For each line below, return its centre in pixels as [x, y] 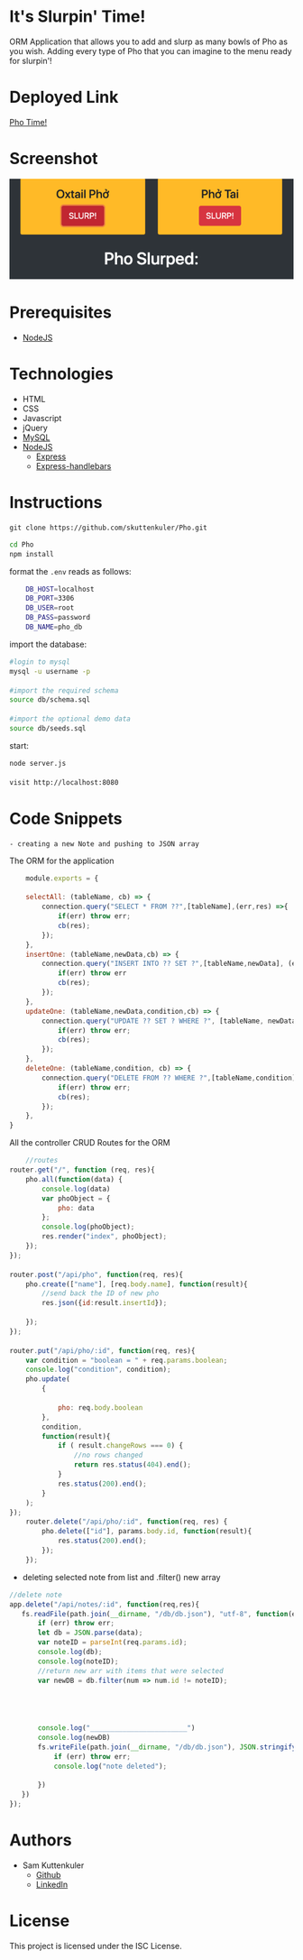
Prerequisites [61, 313]
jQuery [35, 428]
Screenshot [54, 159]
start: [19, 745]
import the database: [48, 644]
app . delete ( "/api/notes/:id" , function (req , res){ [105, 1604]
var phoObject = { [76, 1198]
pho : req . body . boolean [100, 1408]
